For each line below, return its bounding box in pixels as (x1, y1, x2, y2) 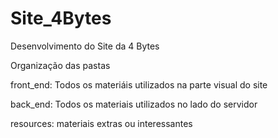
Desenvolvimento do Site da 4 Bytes (10, 40, 160, 52)
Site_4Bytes (10, 7, 112, 30)
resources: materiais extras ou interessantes (10, 117, 193, 129)
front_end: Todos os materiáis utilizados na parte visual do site (10, 78, 268, 91)
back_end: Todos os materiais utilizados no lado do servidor (10, 98, 258, 110)
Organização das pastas (10, 59, 111, 71)
